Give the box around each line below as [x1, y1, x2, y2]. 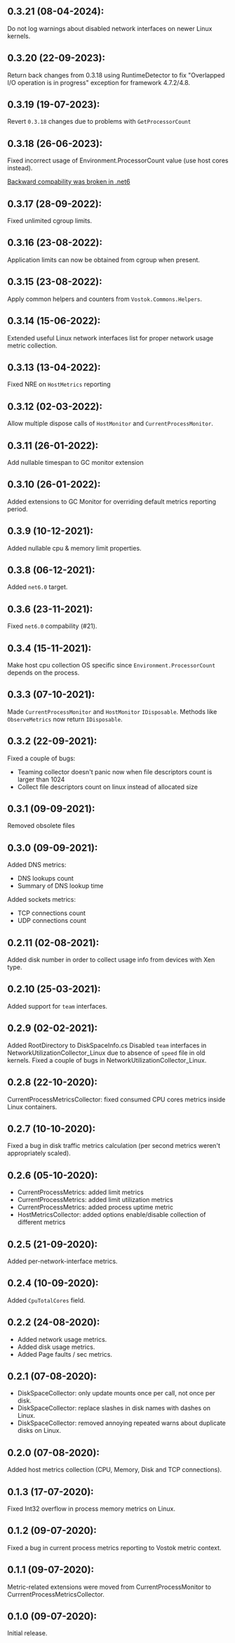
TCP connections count [17, 909, 86, 917]
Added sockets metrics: [7, 895, 76, 904]
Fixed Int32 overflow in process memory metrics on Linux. [7, 1504, 175, 1513]
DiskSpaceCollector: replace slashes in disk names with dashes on [17, 1404, 210, 1412]
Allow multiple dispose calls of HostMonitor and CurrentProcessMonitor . [7, 419, 214, 428]
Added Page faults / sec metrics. [17, 1350, 112, 1358]
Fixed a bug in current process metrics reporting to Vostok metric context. [7, 1543, 222, 1552]
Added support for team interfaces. [7, 1002, 107, 1010]
